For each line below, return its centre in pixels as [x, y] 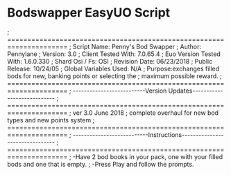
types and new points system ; [51, 120]
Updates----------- [196, 91]
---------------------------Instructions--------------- [148, 135]
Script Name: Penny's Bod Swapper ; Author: [137, 46]
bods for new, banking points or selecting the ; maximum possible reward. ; [114, 76]
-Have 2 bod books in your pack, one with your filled [148, 156]
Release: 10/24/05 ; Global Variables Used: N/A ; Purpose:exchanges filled [113, 68]
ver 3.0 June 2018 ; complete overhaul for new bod [146, 113]
